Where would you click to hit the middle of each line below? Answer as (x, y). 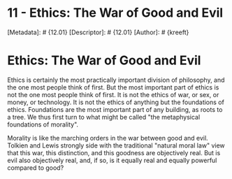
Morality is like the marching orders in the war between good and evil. (108, 138)
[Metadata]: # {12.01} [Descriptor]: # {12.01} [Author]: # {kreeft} (98, 32)
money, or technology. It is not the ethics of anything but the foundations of (116, 102)
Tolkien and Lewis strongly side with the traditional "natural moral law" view (116, 145)
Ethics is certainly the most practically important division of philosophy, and (116, 80)
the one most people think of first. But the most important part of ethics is (113, 87)
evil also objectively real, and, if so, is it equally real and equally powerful (112, 160)
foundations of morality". (43, 124)
